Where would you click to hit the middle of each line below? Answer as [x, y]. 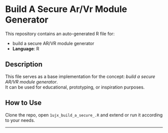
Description [24, 64]
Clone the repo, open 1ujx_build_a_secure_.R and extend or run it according [84, 115]
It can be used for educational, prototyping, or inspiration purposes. [75, 87]
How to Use [23, 103]
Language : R [26, 48]
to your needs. [20, 120]
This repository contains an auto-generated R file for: [60, 33]
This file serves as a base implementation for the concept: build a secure [80, 76]
